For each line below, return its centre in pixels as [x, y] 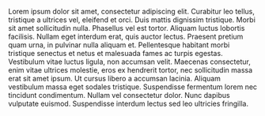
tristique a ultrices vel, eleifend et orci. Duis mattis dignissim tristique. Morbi [132, 20]
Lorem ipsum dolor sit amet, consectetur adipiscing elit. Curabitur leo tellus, [132, 11]
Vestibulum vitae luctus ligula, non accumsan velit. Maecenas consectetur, [129, 62]
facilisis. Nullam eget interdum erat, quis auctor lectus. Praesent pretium [126, 36]
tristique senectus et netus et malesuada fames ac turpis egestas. [115, 53]
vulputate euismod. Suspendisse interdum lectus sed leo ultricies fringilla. [129, 103]
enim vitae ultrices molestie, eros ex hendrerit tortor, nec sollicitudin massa [131, 70]
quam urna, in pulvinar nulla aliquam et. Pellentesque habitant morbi [119, 45]
